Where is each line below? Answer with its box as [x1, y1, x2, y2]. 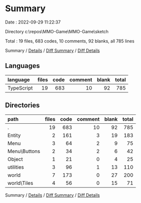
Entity [7, 132, 21, 138]
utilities [7, 163, 24, 170]
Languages [5, 62, 40, 70]
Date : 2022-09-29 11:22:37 [5, 19, 61, 25]
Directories [5, 101, 40, 110]
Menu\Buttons [7, 148, 41, 155]
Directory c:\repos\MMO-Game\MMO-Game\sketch [5, 28, 109, 34]
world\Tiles [7, 180, 33, 186]
